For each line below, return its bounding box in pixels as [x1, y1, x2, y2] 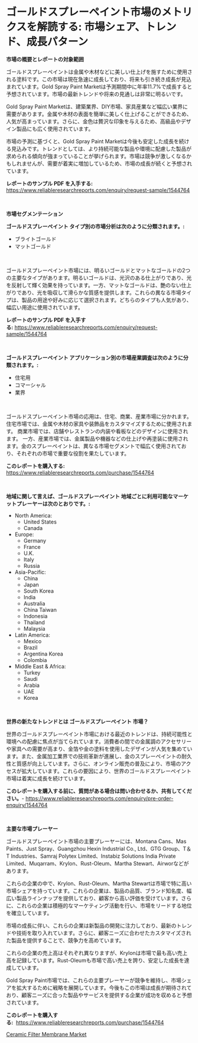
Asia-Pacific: [14, 569, 46, 576]
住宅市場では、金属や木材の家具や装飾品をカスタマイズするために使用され [6, 420, 187, 427]
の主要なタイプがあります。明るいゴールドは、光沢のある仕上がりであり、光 [6, 274, 192, 281]
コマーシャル [14, 381, 46, 388]
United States [23, 518, 57, 525]
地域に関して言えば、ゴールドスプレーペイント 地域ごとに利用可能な [6, 492, 173, 500]
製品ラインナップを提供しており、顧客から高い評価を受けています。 [16, 895, 181, 902]
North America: [14, 512, 52, 519]
